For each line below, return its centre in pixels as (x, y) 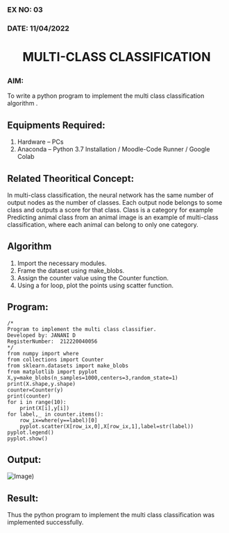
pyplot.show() (28, 439)
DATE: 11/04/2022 (38, 28)
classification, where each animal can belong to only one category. (103, 225)
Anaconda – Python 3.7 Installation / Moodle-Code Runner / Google (113, 149)
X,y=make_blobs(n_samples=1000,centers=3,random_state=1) (93, 378)
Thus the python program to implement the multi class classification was (111, 515)
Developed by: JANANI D (42, 335)
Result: (23, 498)
